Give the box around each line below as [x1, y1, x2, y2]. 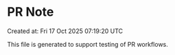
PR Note [7, 4, 54, 20]
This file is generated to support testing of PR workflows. [7, 40, 168, 48]
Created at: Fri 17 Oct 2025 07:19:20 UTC [7, 27, 124, 35]
